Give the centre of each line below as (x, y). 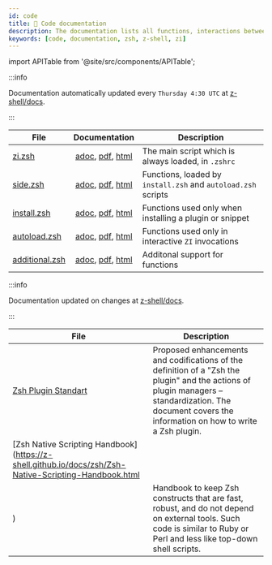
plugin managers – (188, 390)
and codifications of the (198, 360)
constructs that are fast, (198, 498)
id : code (23, 16)
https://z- (34, 455)
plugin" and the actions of (202, 381)
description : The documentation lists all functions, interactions (125, 31)
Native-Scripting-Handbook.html (76, 475)
